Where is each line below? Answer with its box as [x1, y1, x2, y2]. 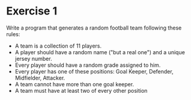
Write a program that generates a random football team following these [6, 24, 182, 31]
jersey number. [14, 55, 52, 62]
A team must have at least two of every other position [14, 87, 148, 94]
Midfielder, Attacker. [14, 74, 65, 81]
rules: [6, 30, 20, 37]
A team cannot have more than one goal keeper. [14, 80, 134, 88]
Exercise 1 [6, 4, 58, 18]
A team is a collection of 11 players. [14, 42, 102, 49]
